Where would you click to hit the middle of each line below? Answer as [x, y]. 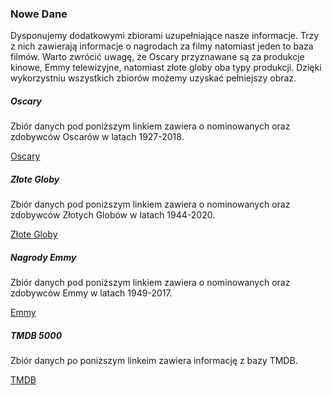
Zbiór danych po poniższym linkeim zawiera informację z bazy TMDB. [154, 361]
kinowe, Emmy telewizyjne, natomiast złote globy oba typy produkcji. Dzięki [166, 68]
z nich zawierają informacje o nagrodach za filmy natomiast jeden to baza [162, 46]
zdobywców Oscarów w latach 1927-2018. [97, 137]
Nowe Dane [39, 14]
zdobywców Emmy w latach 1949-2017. [91, 293]
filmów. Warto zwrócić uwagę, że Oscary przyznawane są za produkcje [157, 57]
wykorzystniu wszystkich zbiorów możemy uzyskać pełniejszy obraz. [153, 78]
